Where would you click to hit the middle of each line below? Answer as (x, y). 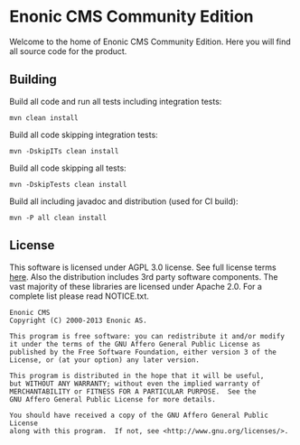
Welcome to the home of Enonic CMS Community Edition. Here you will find (150, 42)
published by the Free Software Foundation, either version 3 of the (143, 352)
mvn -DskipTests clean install (68, 184)
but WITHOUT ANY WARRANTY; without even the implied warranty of (135, 384)
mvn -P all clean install (58, 218)
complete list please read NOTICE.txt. (79, 296)
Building (33, 80)
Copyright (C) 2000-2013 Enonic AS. (78, 320)
